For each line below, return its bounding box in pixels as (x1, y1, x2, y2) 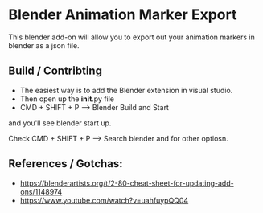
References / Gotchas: (8, 157, 123, 170)
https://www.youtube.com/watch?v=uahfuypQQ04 (19, 195, 189, 205)
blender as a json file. (8, 40, 80, 50)
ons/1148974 (19, 186, 63, 196)
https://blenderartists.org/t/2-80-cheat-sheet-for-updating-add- (19, 178, 235, 188)
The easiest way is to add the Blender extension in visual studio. (19, 85, 233, 95)
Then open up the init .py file (19, 94, 115, 104)
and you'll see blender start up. (8, 118, 112, 128)
